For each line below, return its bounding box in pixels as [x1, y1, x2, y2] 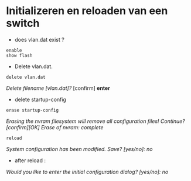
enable [6, 47, 22, 53]
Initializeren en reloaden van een [6, 4, 168, 18]
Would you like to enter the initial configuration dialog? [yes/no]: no [6, 168, 169, 175]
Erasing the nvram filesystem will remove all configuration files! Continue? [6, 118, 186, 125]
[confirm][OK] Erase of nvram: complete [6, 123, 104, 130]
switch [6, 16, 40, 30]
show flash [6, 52, 33, 58]
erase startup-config [6, 107, 59, 113]
